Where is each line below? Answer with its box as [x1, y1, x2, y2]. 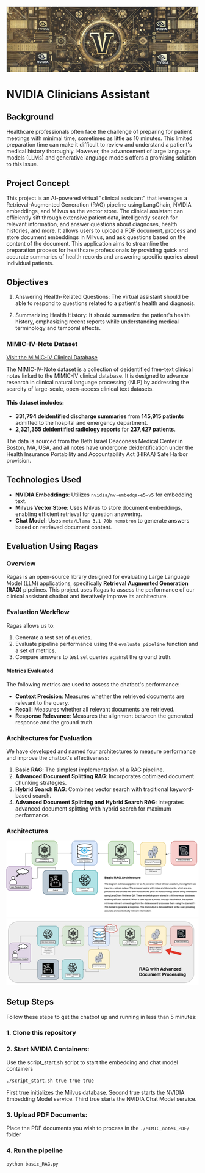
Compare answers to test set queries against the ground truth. [15, 653, 172, 660]
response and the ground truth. [15, 718, 94, 726]
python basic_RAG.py [6, 1161, 59, 1167]
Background [6, 112, 54, 122]
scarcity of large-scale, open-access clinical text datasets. [6, 385, 154, 392]
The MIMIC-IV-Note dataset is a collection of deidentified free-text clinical [6, 366, 193, 373]
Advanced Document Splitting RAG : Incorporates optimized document [15, 773, 194, 780]
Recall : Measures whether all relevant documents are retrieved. [15, 705, 175, 713]
